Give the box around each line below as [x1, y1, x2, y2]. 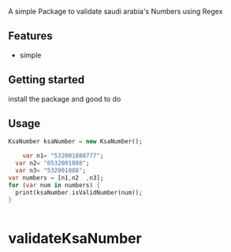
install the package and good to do [8, 94, 121, 103]
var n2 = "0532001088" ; [15, 159, 90, 168]
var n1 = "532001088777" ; [22, 152, 104, 160]
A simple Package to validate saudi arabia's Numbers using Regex [8, 7, 223, 16]
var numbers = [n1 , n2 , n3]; [8, 173, 104, 182]
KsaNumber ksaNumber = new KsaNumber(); [8, 138, 143, 146]
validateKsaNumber [8, 229, 142, 247]
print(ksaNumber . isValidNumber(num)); [15, 188, 143, 196]
